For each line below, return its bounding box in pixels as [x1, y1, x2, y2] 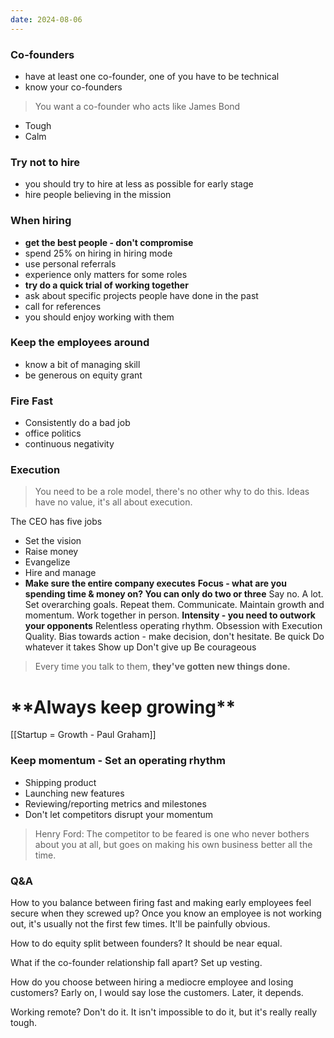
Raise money [24, 546, 79, 558]
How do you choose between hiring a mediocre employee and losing [10, 976, 294, 988]
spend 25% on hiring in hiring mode [24, 247, 173, 259]
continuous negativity [24, 438, 115, 450]
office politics [24, 427, 82, 440]
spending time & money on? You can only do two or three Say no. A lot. [24, 588, 324, 600]
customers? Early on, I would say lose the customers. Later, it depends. [10, 986, 304, 998]
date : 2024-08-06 [10, 14, 83, 25]
